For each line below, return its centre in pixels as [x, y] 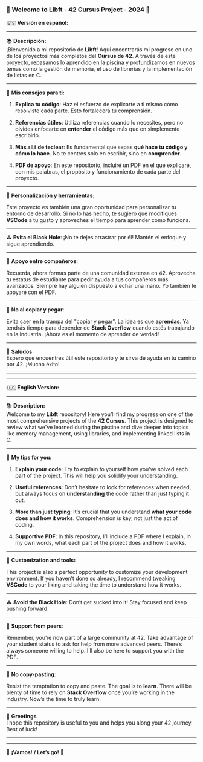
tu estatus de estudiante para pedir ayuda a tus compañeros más [87, 279]
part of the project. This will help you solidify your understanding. [96, 476]
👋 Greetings [21, 717]
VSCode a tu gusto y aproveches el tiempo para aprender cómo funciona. [98, 220]
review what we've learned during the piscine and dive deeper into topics [98, 427]
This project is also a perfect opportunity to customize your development [97, 572]
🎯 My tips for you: [29, 458]
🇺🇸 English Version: [33, 388]
